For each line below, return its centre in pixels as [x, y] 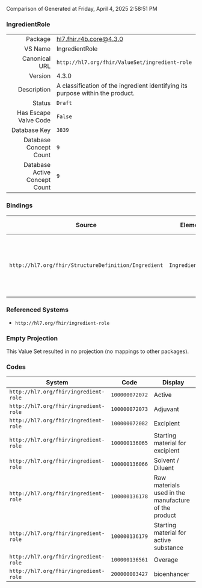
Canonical [36, 58]
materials [167, 486]
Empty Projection [32, 338]
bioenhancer [172, 574]
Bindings [20, 205]
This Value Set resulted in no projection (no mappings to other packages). [98, 351]
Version [40, 76]
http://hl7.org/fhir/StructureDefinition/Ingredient [86, 265]
